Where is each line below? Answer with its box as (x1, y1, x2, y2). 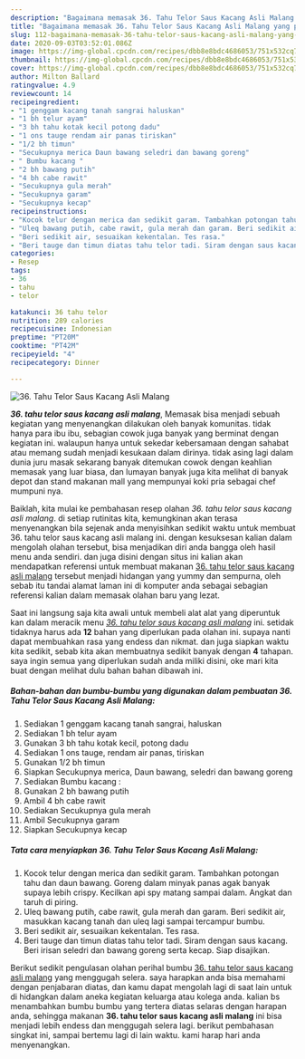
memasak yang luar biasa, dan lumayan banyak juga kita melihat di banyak (10, 466, 289, 477)
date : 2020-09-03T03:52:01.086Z (10, 38, 132, 48)
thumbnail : (10, 55, 52, 64)
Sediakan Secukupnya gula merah (23, 804, 152, 815)
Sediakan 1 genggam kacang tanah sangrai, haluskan (23, 717, 223, 729)
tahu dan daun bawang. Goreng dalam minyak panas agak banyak (23, 877, 271, 888)
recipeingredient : (10, 97, 80, 107)
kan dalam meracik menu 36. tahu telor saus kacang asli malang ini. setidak (10, 617, 294, 628)
